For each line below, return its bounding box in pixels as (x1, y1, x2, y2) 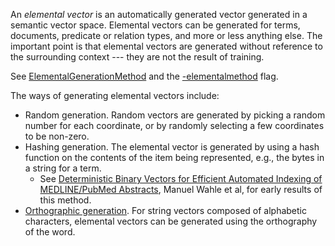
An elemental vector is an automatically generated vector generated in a (10, 9, 308, 20)
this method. (39, 194, 92, 206)
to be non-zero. (24, 130, 90, 142)
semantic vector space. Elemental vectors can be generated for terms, (10, 19, 301, 31)
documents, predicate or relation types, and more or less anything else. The (10, 30, 323, 41)
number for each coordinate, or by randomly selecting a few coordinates (24, 120, 325, 131)
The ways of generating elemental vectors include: (10, 90, 220, 101)
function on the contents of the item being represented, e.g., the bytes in (24, 152, 325, 163)
